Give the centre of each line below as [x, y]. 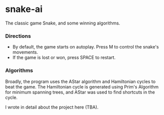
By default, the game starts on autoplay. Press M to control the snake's [86, 47]
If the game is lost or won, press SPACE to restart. [64, 57]
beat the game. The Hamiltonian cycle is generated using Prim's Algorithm [82, 86]
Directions [18, 36]
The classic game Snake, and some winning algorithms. [63, 23]
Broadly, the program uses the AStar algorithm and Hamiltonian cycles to [80, 81]
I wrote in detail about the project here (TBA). [52, 107]
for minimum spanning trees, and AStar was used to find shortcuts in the [80, 92]
